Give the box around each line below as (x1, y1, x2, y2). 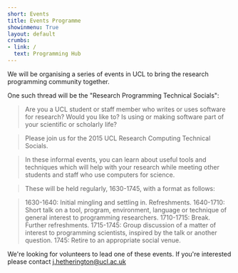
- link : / (7, 43, 37, 51)
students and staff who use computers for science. (24, 170, 175, 179)
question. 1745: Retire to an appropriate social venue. (24, 236, 181, 244)
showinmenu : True (7, 24, 59, 31)
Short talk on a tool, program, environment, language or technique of (24, 205, 227, 214)
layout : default (7, 30, 56, 38)
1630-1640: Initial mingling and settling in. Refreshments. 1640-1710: (24, 197, 225, 207)
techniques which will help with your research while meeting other (24, 163, 219, 171)
